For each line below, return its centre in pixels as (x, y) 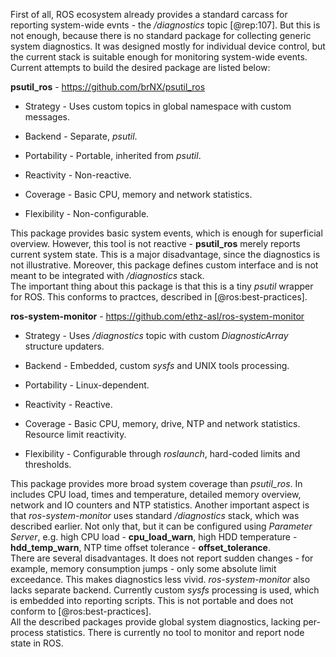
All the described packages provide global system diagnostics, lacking (156, 622)
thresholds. (48, 464)
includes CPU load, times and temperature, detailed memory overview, (156, 494)
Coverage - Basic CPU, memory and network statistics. (138, 194)
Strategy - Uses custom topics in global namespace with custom (158, 106)
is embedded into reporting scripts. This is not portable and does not (152, 600)
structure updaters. (64, 346)
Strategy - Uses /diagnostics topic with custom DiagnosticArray (156, 335)
